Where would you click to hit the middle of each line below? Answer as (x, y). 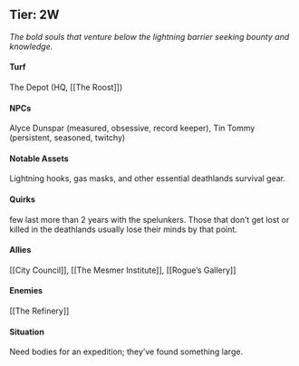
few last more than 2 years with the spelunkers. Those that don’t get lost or (149, 219)
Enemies (26, 291)
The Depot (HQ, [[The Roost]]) (66, 87)
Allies (20, 250)
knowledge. (31, 46)
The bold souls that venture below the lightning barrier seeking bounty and (149, 36)
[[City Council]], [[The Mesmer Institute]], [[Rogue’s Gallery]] (123, 270)
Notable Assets (39, 159)
